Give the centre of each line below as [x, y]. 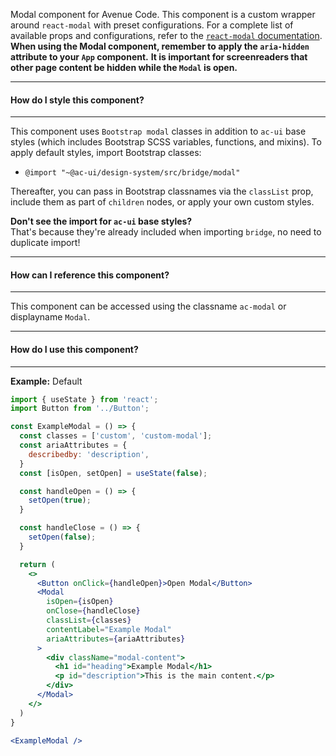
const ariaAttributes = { [73, 445]
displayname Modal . [50, 317]
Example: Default [46, 381]
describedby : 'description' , [89, 454]
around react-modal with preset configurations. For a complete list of [152, 25]
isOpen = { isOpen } [80, 602]
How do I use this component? [74, 349]
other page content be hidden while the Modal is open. [124, 67]
